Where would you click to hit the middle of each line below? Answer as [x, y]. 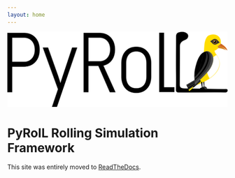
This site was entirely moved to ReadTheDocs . [74, 167]
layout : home [26, 15]
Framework [41, 148]
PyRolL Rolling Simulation [83, 133]
